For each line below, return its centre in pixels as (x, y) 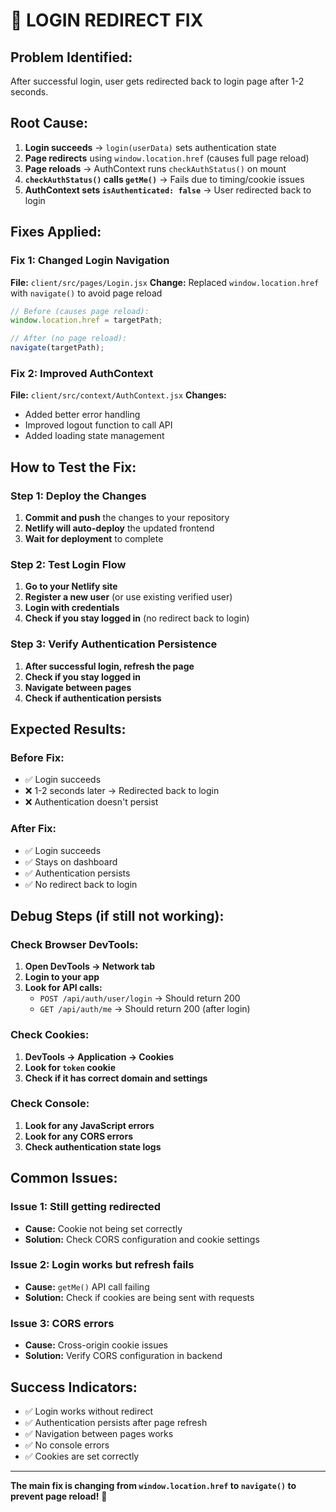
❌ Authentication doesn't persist (91, 802)
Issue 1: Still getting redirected (85, 1207)
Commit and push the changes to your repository (127, 517)
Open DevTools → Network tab (90, 966)
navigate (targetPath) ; (57, 348)
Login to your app (62, 977)
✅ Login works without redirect (89, 1411)
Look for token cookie (70, 1067)
